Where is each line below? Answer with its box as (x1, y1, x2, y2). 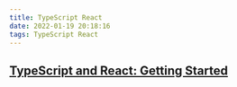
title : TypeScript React (9, 13, 103, 22)
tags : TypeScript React (9, 30, 99, 39)
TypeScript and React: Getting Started (9, 63, 228, 78)
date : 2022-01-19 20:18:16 (9, 22, 111, 30)
